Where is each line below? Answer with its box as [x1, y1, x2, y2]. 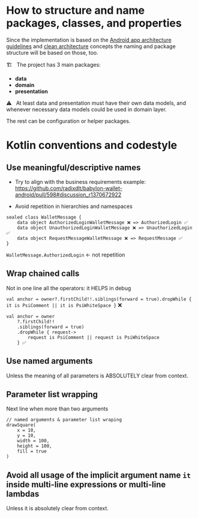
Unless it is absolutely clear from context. [6, 505, 109, 512]
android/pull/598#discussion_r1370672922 [14, 190, 122, 198]
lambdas [6, 489, 40, 499]
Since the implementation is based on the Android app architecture [6, 36, 172, 43]
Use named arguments [6, 356, 93, 367]
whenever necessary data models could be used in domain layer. [6, 106, 167, 113]
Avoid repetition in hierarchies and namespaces [14, 203, 133, 210]
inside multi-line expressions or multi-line [6, 479, 166, 490]
